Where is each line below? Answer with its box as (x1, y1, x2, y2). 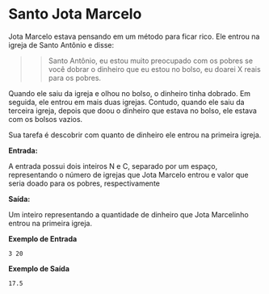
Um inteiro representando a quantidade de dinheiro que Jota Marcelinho (8, 209, 249, 219)
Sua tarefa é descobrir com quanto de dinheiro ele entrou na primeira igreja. (8, 130, 262, 140)
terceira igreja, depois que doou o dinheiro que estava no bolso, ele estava (8, 106, 257, 115)
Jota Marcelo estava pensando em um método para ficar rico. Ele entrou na (8, 31, 260, 41)
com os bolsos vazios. (8, 114, 83, 124)
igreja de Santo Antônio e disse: (8, 40, 115, 49)
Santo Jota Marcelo (8, 5, 142, 23)
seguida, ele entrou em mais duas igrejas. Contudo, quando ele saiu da (8, 97, 245, 107)
